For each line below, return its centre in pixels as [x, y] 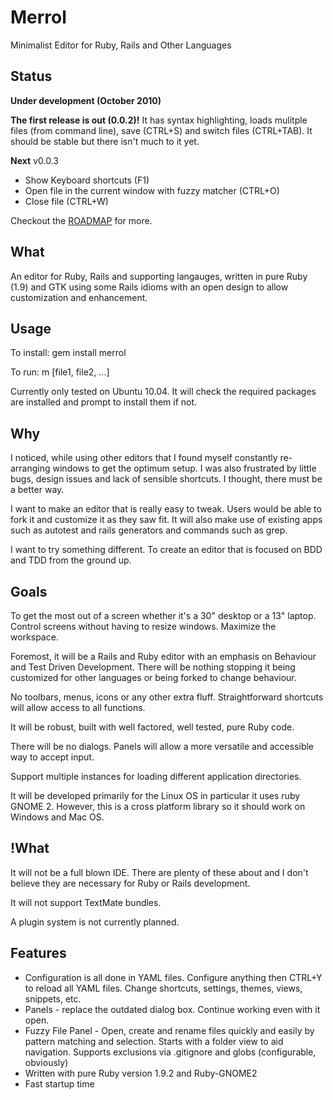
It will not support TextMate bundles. [86, 902]
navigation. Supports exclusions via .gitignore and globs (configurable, [170, 1052]
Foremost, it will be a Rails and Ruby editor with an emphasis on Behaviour [163, 656]
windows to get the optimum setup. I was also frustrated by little [184, 468]
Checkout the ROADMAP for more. [81, 220]
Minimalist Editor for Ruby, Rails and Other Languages [121, 45]
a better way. [37, 490]
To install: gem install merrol [68, 353]
